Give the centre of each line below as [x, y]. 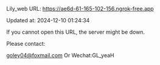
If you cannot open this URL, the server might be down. [75, 32]
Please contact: [26, 44]
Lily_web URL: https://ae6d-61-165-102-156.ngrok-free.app [80, 9]
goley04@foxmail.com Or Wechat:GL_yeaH [60, 55]
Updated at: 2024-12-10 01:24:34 [48, 20]
